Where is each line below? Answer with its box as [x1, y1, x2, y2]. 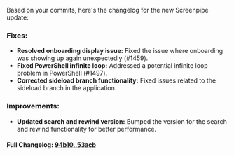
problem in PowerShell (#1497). [16, 69, 108, 78]
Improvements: [6, 101, 60, 111]
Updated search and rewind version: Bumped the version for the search [16, 117, 227, 125]
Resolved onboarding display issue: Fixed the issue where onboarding [16, 47, 223, 55]
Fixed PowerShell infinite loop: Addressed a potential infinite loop [16, 62, 208, 70]
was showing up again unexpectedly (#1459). [16, 54, 149, 62]
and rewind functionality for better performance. [16, 125, 157, 133]
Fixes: [6, 31, 28, 41]
